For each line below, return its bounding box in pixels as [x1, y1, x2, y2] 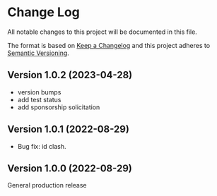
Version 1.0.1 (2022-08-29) [7, 123, 129, 135]
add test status [17, 95, 61, 104]
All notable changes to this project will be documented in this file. [7, 27, 198, 36]
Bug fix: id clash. [17, 142, 66, 150]
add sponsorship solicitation [17, 103, 100, 111]
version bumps [17, 87, 61, 96]
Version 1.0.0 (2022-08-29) [7, 162, 132, 174]
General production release [7, 181, 87, 190]
